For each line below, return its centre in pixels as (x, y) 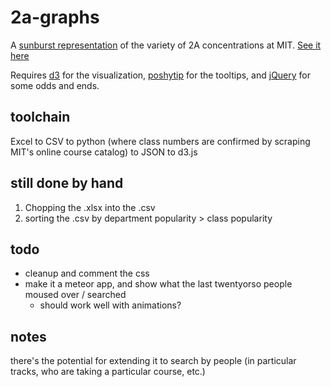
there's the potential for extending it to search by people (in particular (153, 361)
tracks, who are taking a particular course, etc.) (108, 372)
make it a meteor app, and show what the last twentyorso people (158, 284)
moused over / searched (75, 295)
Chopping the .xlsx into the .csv (90, 207)
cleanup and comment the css (87, 273)
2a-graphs (55, 17)
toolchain (40, 117)
